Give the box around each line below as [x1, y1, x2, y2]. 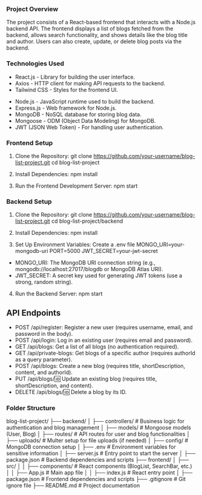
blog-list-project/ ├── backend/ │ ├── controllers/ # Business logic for [6, 418, 184, 425]
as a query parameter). [15, 356, 73, 363]
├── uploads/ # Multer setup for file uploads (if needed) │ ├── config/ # [6, 437, 189, 444]
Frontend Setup [6, 139, 53, 147]
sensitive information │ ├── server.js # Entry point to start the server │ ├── [6, 450, 196, 457]
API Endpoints [6, 307, 61, 318]
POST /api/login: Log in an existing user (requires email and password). [15, 336, 193, 344]
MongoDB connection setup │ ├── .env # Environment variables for [6, 444, 177, 451]
